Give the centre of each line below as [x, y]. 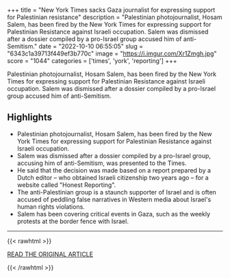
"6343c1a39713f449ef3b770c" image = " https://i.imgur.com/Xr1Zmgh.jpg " [112, 53]
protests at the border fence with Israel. [73, 221]
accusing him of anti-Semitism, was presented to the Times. [102, 163]
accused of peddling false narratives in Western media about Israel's [114, 199]
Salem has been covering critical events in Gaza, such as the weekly [114, 214]
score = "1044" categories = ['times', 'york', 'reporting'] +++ [92, 61]
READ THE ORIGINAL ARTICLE [50, 254]
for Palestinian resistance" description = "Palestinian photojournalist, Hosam [115, 17]
